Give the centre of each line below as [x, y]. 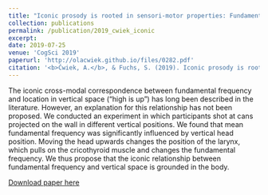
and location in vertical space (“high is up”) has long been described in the [131, 99]
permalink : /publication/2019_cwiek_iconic [82, 30]
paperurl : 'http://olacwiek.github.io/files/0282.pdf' [101, 61]
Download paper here [44, 182]
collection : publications [51, 23]
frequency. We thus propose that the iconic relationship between [115, 158]
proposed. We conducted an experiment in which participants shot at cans [131, 116]
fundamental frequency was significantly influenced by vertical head [121, 133]
